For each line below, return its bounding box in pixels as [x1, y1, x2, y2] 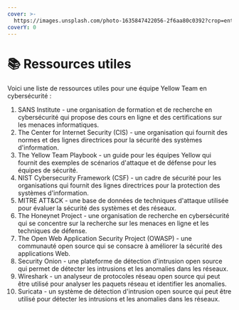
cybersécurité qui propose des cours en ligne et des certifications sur [17, 113, 223, 122]
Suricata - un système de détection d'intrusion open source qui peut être [17, 287, 232, 296]
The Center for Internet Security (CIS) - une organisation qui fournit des [17, 128, 228, 137]
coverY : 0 [7, 24, 37, 31]
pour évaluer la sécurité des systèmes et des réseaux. [17, 204, 176, 212]
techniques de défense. [17, 227, 87, 235]
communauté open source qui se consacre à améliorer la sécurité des [17, 242, 223, 250]
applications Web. [17, 249, 71, 258]
